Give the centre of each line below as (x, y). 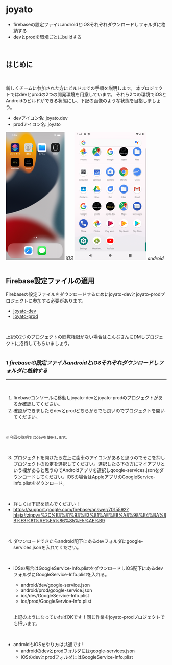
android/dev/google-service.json (55, 585)
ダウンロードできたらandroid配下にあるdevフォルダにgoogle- (78, 541)
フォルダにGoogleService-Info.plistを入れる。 (61, 574)
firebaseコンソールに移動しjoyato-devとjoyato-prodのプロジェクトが (86, 397)
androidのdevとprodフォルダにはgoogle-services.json (78, 651)
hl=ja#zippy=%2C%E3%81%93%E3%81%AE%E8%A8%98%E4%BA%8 (90, 515)
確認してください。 (42, 404)
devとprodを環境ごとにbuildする (47, 37)
